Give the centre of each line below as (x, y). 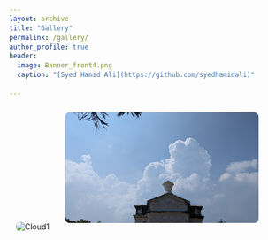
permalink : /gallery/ (49, 37)
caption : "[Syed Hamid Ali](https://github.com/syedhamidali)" (136, 75)
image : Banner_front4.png (65, 66)
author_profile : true (49, 47)
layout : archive (39, 19)
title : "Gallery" (41, 28)
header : (23, 56)
